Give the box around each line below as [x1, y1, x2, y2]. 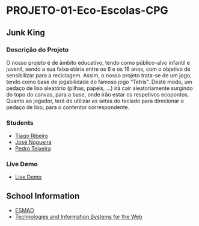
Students [6, 118, 34, 126]
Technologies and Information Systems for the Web [14, 213, 142, 221]
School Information [6, 191, 80, 201]
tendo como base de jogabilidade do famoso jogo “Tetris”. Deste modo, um [6, 78, 192, 85]
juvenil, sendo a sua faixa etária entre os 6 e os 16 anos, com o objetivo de [6, 65, 191, 73]
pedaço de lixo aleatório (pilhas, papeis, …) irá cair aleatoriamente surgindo [6, 85, 194, 92]
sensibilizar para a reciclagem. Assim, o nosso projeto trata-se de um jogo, [6, 71, 192, 79]
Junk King [6, 28, 45, 38]
